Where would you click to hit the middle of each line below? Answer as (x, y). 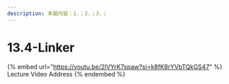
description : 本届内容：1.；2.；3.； (57, 13)
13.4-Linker (41, 47)
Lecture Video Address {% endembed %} (66, 74)
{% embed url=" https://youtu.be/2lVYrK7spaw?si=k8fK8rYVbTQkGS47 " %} (115, 67)
